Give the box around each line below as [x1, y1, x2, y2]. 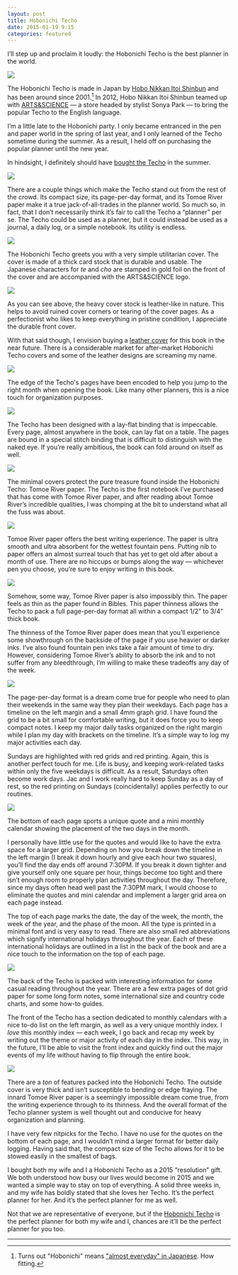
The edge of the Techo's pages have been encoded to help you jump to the [7, 377, 228, 387]
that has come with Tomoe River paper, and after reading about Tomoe [7, 492, 214, 501]
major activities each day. [7, 738, 82, 746]
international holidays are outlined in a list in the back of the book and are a [7, 942, 227, 951]
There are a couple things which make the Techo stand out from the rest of [7, 185, 227, 194]
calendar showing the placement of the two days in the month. [7, 824, 190, 832]
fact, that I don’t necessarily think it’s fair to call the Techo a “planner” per [7, 207, 222, 216]
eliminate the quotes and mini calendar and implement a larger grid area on [7, 890, 227, 899]
